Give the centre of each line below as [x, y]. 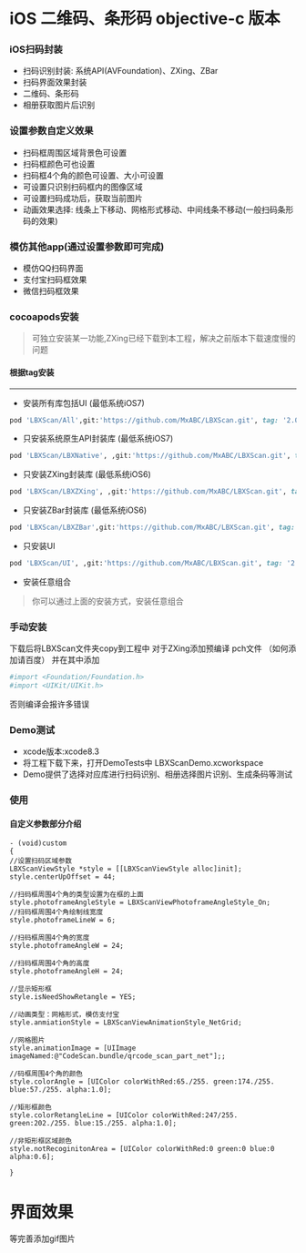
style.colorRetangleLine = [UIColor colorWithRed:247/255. [124, 1115]
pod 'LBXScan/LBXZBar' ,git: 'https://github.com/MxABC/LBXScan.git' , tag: [153, 528]
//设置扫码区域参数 [41, 861]
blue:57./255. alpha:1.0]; [61, 1090]
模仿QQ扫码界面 [53, 269]
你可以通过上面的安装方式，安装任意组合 [107, 601]
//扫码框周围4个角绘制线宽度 [56, 912]
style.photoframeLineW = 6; [63, 921]
